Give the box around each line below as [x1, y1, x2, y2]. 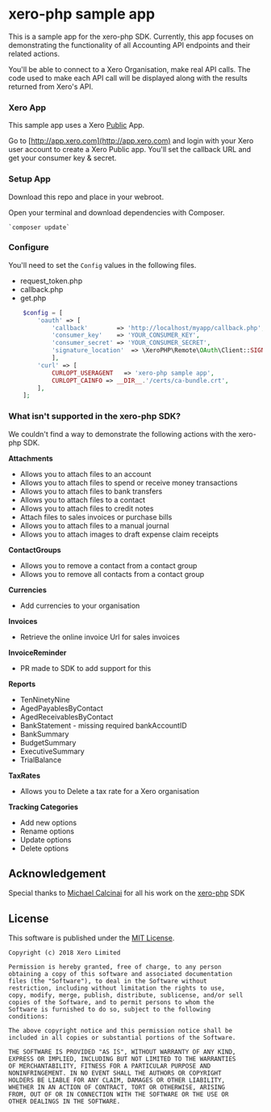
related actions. [8, 49, 60, 58]
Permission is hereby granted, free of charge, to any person [8, 963, 222, 971]
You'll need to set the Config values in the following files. [8, 260, 197, 270]
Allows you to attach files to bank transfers [19, 486, 163, 496]
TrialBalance [19, 754, 62, 765]
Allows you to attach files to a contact [19, 494, 146, 504]
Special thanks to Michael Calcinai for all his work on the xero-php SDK [8, 888, 245, 898]
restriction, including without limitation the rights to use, [8, 984, 226, 992]
